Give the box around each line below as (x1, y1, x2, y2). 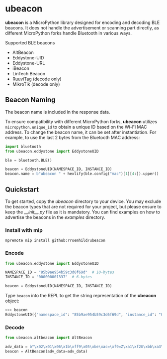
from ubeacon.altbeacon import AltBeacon (5, 335, 92, 341)
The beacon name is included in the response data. (5, 109, 110, 115)
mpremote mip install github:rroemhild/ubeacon (5, 238, 106, 243)
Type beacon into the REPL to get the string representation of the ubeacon (5, 293, 157, 299)
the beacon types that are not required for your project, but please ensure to (5, 203, 162, 209)
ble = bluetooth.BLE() (5, 158, 52, 163)
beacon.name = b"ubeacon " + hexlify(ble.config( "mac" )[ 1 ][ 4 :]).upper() (5, 172, 159, 177)
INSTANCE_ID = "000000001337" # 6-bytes (5, 275, 92, 280)
